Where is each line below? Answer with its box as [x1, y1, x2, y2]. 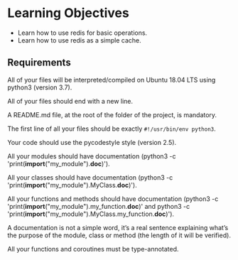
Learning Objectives [7, 5, 129, 21]
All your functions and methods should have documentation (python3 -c [7, 194, 219, 203]
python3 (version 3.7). [7, 83, 72, 92]
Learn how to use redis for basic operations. [17, 28, 148, 37]
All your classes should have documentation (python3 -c [7, 173, 173, 182]
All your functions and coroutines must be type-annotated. [7, 244, 179, 253]
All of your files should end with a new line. [7, 97, 134, 105]
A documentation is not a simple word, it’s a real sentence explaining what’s [7, 223, 229, 232]
